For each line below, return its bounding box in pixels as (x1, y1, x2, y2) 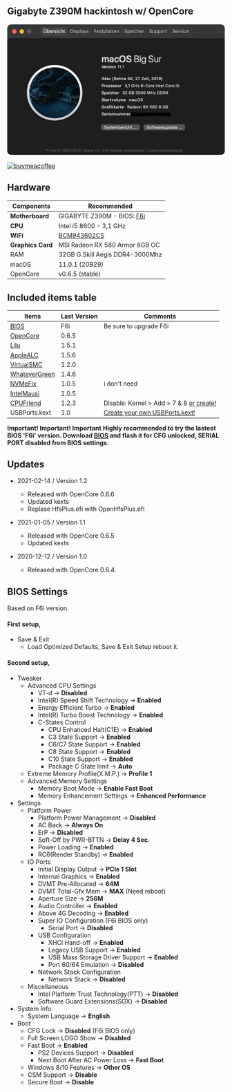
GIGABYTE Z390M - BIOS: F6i (58, 212, 146, 220)
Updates (7, 458, 45, 470)
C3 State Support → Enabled (48, 733, 131, 741)
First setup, (7, 620, 41, 628)
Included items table (7, 292, 97, 303)
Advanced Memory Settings (27, 777, 108, 785)
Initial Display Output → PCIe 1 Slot (37, 865, 137, 873)
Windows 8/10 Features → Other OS (27, 1063, 131, 1071)
